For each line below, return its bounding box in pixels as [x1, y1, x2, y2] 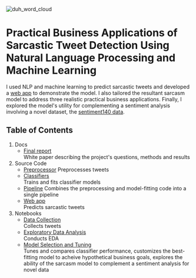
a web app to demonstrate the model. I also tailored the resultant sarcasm [6, 89, 185, 97]
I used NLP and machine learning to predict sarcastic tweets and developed [6, 83, 190, 90]
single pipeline [23, 191, 59, 198]
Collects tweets [23, 222, 62, 229]
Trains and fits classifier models [23, 178, 101, 186]
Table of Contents [6, 125, 74, 135]
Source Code [14, 160, 47, 167]
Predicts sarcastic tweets [23, 203, 85, 210]
